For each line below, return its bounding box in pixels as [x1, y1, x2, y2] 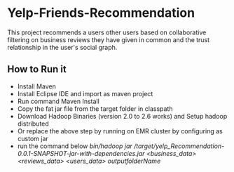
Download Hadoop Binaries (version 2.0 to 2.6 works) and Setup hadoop [17, 112, 228, 120]
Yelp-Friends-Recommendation [7, 5, 195, 21]
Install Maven [17, 82, 56, 91]
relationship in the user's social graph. [7, 43, 118, 51]
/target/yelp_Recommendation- [134, 142, 225, 150]
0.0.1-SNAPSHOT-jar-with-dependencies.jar [17, 149, 145, 157]
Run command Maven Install [17, 97, 99, 105]
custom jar [17, 134, 49, 143]
